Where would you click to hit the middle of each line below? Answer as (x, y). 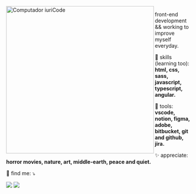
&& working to (172, 27)
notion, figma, (172, 119)
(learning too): (172, 63)
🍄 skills (164, 57)
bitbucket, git (172, 131)
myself (163, 40)
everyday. (167, 46)
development (171, 21)
